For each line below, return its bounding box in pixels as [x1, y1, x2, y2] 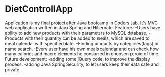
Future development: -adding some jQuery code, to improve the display [5, 56, 150, 62]
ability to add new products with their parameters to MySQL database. [5, 30, 148, 36]
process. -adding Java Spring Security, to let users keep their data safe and [5, 61, 159, 67]
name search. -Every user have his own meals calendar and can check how [5, 46, 159, 51]
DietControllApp [5, 3, 73, 15]
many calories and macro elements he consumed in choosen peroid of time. [5, 51, 160, 57]
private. [5, 66, 21, 72]
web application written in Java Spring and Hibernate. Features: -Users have [5, 25, 161, 30]
